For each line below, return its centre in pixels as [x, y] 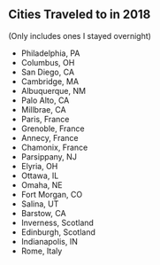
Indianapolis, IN [50, 241]
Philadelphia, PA [50, 53]
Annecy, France [50, 137]
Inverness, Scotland [57, 222]
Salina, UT [40, 204]
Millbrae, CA [44, 109]
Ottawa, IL [40, 175]
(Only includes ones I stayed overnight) [80, 35]
